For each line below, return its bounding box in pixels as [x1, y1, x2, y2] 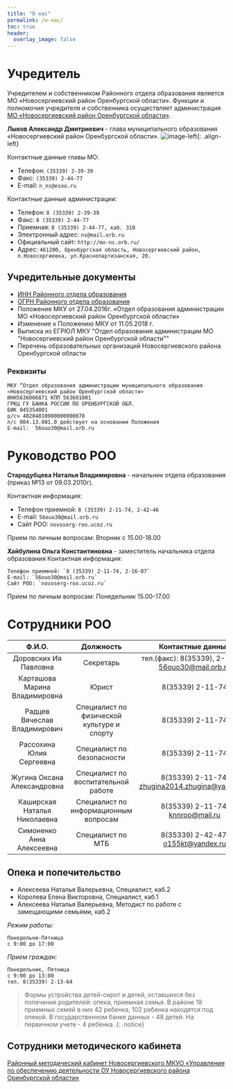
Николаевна [17, 815, 58, 825]
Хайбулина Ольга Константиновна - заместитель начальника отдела [7, 547, 215, 555]
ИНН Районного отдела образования [17, 289, 127, 298]
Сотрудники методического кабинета [7, 1040, 182, 1052]
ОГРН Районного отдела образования [17, 297, 130, 305]
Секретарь [83, 658, 120, 668]
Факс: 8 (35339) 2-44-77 [17, 216, 89, 224]
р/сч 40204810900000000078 [7, 413, 85, 420]
